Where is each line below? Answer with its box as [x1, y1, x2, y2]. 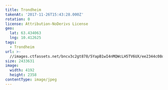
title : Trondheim [5, 7, 41, 12]
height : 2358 [9, 72, 37, 77]
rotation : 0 [5, 16, 30, 21]
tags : [5, 40, 16, 45]
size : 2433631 [5, 58, 35, 63]
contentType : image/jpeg [5, 77, 57, 82]
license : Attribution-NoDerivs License [5, 21, 88, 26]
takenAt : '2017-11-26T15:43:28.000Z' [5, 12, 84, 17]
